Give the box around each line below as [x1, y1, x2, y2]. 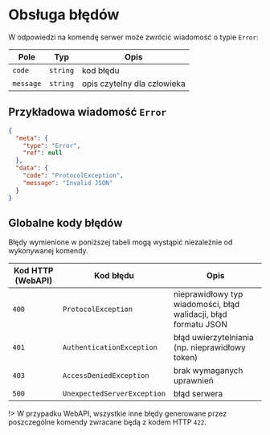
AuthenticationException [63, 343, 158, 352]
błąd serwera [173, 388, 223, 400]
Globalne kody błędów [8, 215, 123, 230]
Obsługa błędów [8, 6, 120, 24]
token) [173, 352, 198, 363]
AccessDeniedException [63, 371, 149, 380]
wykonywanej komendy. [8, 246, 88, 256]
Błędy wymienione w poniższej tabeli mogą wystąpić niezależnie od [8, 237, 233, 247]
